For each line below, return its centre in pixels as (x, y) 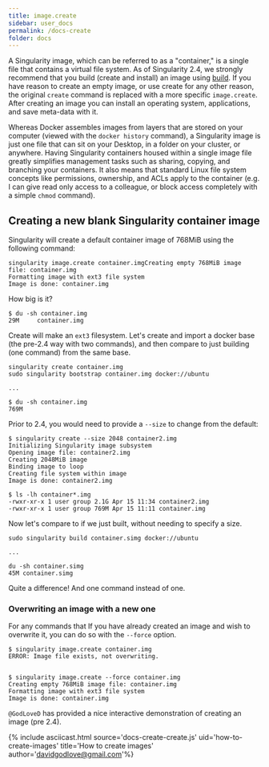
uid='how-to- (221, 737)
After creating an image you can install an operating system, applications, (129, 103)
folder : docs (30, 38)
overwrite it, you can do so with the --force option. (92, 635)
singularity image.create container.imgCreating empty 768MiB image (125, 263)
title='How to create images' (107, 746)
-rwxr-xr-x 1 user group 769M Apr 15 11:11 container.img (107, 509)
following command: (42, 248)
